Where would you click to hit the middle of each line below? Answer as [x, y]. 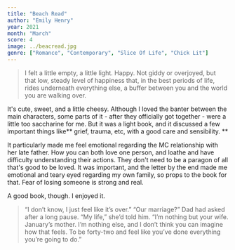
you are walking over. [55, 95]
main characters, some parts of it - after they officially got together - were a [117, 116]
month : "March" [29, 33]
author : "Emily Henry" [40, 20]
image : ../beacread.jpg [42, 46]
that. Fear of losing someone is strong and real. [75, 182]
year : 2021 [23, 27]
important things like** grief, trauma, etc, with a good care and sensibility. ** [118, 131]
